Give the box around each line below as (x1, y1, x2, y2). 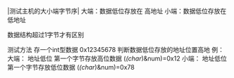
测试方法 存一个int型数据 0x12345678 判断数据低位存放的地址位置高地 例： (7, 46, 224, 53)
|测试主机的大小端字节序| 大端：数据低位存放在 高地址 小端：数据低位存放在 (7, 7, 227, 15)
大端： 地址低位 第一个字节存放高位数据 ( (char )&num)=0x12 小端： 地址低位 (7, 54, 228, 63)
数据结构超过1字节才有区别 (7, 31, 85, 39)
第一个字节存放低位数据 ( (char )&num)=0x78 (7, 63, 135, 71)
